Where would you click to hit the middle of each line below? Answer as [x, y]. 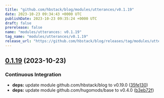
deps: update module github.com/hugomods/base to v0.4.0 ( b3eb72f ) [83, 90]
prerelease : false [24, 28]
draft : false [18, 23]
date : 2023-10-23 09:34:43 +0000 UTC [43, 14]
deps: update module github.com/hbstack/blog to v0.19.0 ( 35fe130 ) [80, 85]
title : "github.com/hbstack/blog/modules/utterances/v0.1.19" [70, 9]
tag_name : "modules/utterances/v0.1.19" [47, 37]
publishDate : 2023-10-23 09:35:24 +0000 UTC [51, 18]
